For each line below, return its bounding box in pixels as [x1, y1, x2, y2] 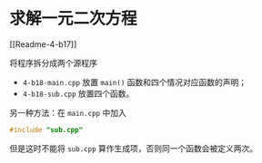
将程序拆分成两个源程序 [9, 57, 97, 68]
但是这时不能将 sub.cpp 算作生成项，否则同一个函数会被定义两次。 [9, 142, 257, 154]
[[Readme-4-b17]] [9, 38, 77, 50]
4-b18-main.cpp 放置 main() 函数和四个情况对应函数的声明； [22, 76, 247, 87]
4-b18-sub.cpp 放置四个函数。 [22, 88, 135, 99]
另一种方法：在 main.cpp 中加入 [9, 107, 127, 118]
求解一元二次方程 [9, 8, 138, 29]
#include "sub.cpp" [9, 125, 84, 134]
